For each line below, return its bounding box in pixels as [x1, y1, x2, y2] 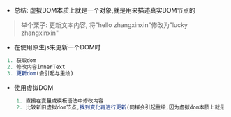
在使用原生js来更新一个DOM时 [13, 43, 101, 51]
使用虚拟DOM [13, 83, 54, 92]
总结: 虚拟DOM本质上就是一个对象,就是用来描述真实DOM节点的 [13, 6, 195, 14]
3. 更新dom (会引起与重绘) [6, 70, 74, 77]
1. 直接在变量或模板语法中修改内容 [16, 97, 104, 104]
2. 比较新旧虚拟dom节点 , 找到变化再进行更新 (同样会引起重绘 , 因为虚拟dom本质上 [16, 104, 215, 111]
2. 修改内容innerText [6, 63, 66, 70]
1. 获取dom [6, 57, 36, 64]
